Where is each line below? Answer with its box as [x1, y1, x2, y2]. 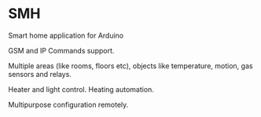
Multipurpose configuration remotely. [8, 100, 129, 109]
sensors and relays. [8, 69, 72, 79]
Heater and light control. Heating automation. [8, 84, 155, 94]
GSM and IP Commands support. [8, 46, 115, 55]
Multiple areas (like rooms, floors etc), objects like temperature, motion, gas [8, 60, 253, 71]
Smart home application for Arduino [8, 31, 124, 40]
